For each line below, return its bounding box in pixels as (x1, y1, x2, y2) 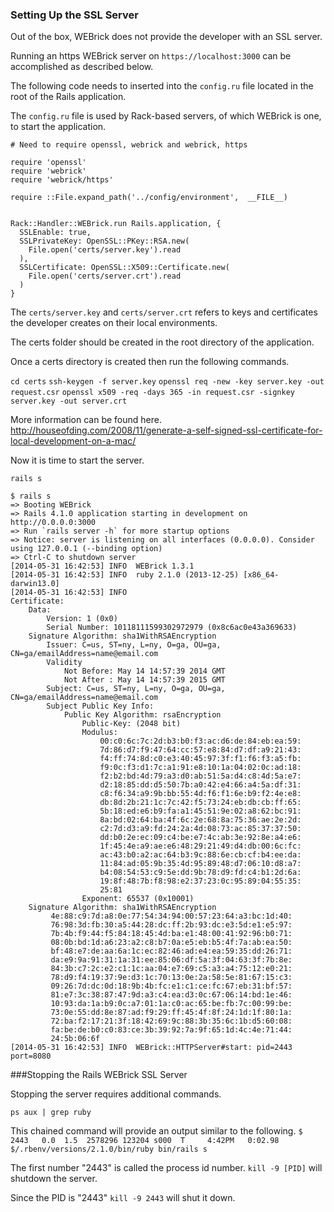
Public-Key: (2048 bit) (81, 719, 182, 729)
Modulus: (81, 728, 118, 738)
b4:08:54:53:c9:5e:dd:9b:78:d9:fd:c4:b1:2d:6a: (99, 868, 302, 878)
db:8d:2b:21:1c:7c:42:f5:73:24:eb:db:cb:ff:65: (99, 798, 302, 808)
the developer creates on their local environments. (10, 317, 218, 329)
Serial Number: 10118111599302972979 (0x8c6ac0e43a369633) (46, 623, 298, 633)
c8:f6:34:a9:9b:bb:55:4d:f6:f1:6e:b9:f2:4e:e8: (99, 789, 302, 799)
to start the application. (10, 121, 107, 133)
